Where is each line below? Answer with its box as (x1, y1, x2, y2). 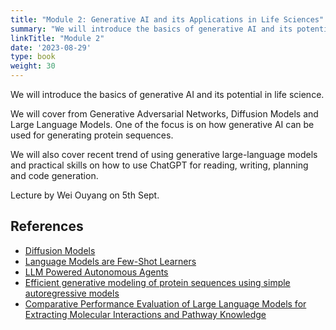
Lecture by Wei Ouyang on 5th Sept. (10, 189, 160, 201)
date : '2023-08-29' (10, 42, 92, 53)
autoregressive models (24, 287, 120, 299)
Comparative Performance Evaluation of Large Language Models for (24, 297, 307, 310)
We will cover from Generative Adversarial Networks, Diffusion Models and (10, 108, 319, 120)
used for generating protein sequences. (10, 129, 174, 141)
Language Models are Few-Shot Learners (24, 255, 197, 267)
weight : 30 (10, 61, 56, 71)
